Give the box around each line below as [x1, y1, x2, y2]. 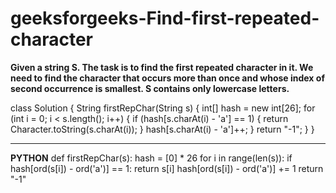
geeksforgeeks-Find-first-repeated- [10, 7, 320, 30]
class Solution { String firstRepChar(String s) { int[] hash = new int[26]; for [10, 102, 316, 114]
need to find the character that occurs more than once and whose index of [10, 72, 325, 84]
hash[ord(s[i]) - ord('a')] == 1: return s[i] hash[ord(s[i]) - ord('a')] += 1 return [10, 162, 324, 174]
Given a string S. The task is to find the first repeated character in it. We [10, 61, 314, 73]
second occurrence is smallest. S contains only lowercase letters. [10, 82, 290, 94]
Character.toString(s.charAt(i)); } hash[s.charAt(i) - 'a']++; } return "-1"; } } [10, 123, 315, 135]
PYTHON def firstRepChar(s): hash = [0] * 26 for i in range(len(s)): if [10, 152, 293, 164]
